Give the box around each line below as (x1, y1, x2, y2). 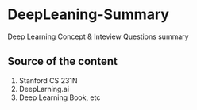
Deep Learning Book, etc (18, 93, 101, 102)
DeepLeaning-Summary (7, 6, 170, 24)
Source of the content (7, 55, 118, 68)
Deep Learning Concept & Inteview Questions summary (7, 32, 189, 41)
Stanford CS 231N (18, 75, 78, 85)
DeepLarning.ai (18, 84, 69, 93)
